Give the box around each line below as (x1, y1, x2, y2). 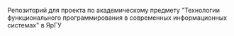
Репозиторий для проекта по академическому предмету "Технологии (7, 6, 220, 14)
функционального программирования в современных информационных (7, 13, 228, 22)
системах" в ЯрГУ (7, 21, 62, 29)
